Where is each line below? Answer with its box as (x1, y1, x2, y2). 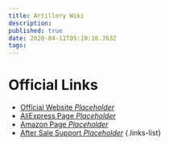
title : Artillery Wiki (8, 11, 84, 20)
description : (8, 19, 52, 27)
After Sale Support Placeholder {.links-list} (19, 128, 162, 138)
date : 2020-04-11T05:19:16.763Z (8, 34, 117, 42)
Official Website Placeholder (19, 103, 115, 112)
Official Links (8, 76, 98, 95)
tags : (8, 42, 27, 50)
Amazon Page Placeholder (19, 119, 109, 129)
